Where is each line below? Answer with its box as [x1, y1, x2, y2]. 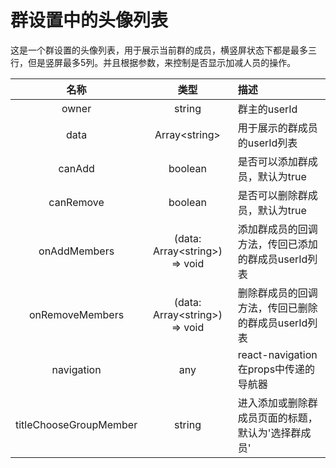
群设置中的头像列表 [10, 9, 169, 32]
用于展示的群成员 [237, 121, 318, 135]
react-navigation [237, 347, 318, 361]
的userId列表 [237, 136, 298, 150]
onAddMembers [38, 244, 115, 258]
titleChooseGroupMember [15, 417, 138, 431]
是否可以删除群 [237, 188, 308, 202]
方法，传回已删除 [237, 301, 318, 315]
